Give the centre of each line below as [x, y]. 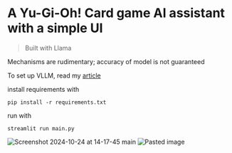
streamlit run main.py [41, 128]
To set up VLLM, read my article [54, 75]
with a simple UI [55, 28]
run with [20, 115]
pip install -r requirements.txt [57, 102]
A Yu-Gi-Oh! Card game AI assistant [116, 13]
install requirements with [43, 89]
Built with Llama [48, 48]
